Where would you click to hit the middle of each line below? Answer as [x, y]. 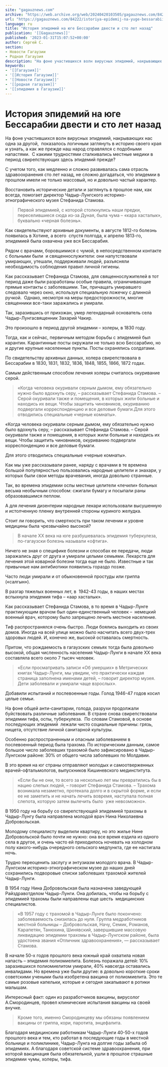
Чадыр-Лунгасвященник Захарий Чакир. [49, 318]
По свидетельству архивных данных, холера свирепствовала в [73, 358]
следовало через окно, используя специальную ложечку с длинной [78, 292]
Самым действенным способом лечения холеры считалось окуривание [82, 373]
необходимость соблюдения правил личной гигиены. [62, 267]
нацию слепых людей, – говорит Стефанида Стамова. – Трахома [86, 785]
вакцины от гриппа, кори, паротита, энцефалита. [69, 1023]
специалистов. [21, 904]
